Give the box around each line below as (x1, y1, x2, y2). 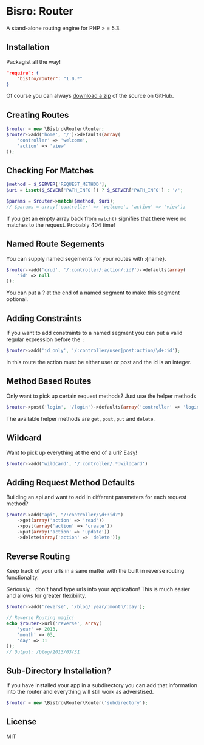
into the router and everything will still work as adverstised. (6, 688, 154, 696)
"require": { (6, 70, 39, 76)
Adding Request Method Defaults (6, 477, 135, 488)
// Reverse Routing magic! (6, 615, 75, 621)
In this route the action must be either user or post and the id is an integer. (6, 359, 192, 366)
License (6, 716, 37, 727)
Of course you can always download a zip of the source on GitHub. (6, 92, 174, 100)
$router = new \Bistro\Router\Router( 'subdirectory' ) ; (6, 700, 148, 706)
